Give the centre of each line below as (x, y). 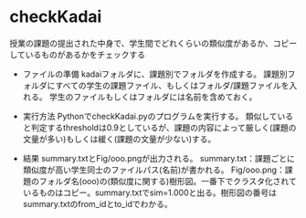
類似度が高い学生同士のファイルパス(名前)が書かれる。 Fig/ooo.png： (153, 170)
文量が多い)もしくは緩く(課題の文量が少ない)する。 (119, 139)
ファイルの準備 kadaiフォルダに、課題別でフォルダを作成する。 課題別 (155, 74)
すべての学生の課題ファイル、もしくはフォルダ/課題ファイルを (172, 85)
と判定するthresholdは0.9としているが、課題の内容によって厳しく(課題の (159, 127)
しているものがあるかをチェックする (78, 54)
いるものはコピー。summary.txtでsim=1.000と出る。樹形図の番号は (149, 192)
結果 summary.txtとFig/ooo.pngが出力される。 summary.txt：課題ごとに (158, 158)
